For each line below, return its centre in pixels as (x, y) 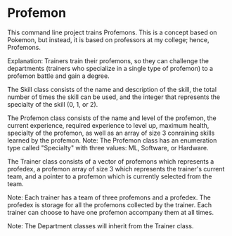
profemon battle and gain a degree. (59, 76)
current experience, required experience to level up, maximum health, (108, 125)
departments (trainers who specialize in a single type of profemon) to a (110, 68)
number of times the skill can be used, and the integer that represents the (114, 97)
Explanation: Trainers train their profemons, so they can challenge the (108, 60)
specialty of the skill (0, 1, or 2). (53, 104)
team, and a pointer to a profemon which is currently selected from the (110, 176)
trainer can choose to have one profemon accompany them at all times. (111, 212)
